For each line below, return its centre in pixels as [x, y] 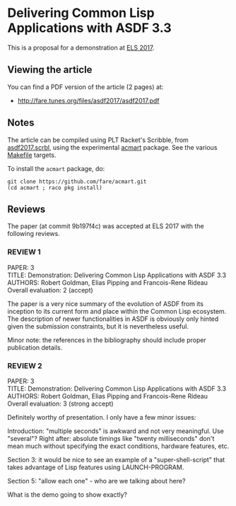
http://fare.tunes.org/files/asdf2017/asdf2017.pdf [88, 100]
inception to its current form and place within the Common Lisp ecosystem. [117, 311]
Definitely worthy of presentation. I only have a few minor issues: [102, 417]
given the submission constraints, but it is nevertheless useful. [98, 326]
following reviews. [34, 234]
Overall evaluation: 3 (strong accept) [61, 404]
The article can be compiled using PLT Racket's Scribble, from [98, 140]
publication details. [35, 347]
